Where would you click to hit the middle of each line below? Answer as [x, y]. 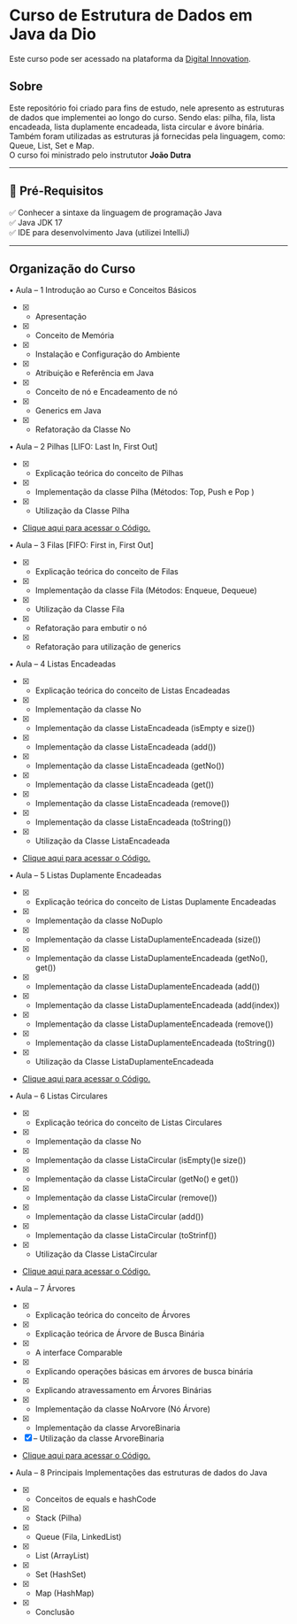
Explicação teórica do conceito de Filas [107, 572]
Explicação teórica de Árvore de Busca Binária [120, 1334]
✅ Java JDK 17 [36, 222]
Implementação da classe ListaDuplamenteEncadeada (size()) [148, 940]
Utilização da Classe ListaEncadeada [103, 841]
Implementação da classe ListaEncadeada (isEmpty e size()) [145, 728]
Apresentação [61, 317]
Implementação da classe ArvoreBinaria [108, 1428]
